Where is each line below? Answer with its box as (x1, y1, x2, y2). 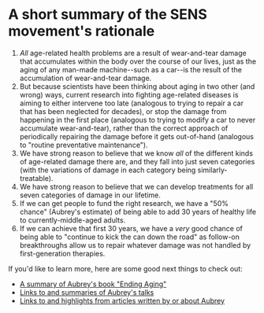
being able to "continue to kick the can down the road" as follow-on (19, 232, 240, 241)
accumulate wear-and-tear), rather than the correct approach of (19, 123, 229, 133)
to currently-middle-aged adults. (19, 215, 126, 225)
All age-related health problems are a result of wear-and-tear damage (19, 48, 247, 57)
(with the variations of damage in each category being (19, 165, 196, 175)
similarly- (197, 165, 228, 175)
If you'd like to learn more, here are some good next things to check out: (8, 263, 243, 273)
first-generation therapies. (19, 249, 106, 258)
